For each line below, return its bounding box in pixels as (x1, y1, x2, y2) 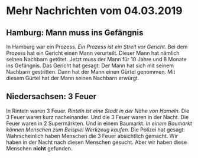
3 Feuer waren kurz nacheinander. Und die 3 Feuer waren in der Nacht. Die (6, 113, 189, 120)
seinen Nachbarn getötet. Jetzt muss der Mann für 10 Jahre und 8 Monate (6, 56, 187, 62)
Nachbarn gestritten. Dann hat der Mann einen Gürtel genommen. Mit (6, 68, 176, 75)
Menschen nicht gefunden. (6, 144, 73, 152)
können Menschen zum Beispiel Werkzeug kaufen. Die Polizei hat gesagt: (6, 126, 185, 133)
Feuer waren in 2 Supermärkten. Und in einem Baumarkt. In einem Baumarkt (6, 120, 192, 127)
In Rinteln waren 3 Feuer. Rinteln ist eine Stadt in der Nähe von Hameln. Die (6, 107, 190, 114)
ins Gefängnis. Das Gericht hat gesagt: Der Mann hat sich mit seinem (6, 62, 174, 69)
